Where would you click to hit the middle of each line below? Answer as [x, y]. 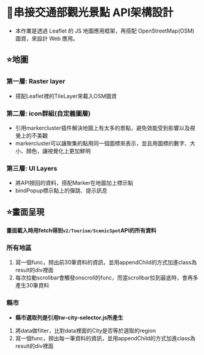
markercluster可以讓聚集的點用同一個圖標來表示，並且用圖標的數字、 [102, 143]
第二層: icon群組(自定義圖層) [48, 113]
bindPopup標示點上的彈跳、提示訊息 [61, 190]
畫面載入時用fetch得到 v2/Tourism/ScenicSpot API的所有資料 [81, 230]
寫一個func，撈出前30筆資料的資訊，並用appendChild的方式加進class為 [106, 262]
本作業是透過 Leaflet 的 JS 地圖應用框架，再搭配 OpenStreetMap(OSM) [105, 31]
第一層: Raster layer [36, 82]
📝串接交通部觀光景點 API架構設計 [90, 13]
